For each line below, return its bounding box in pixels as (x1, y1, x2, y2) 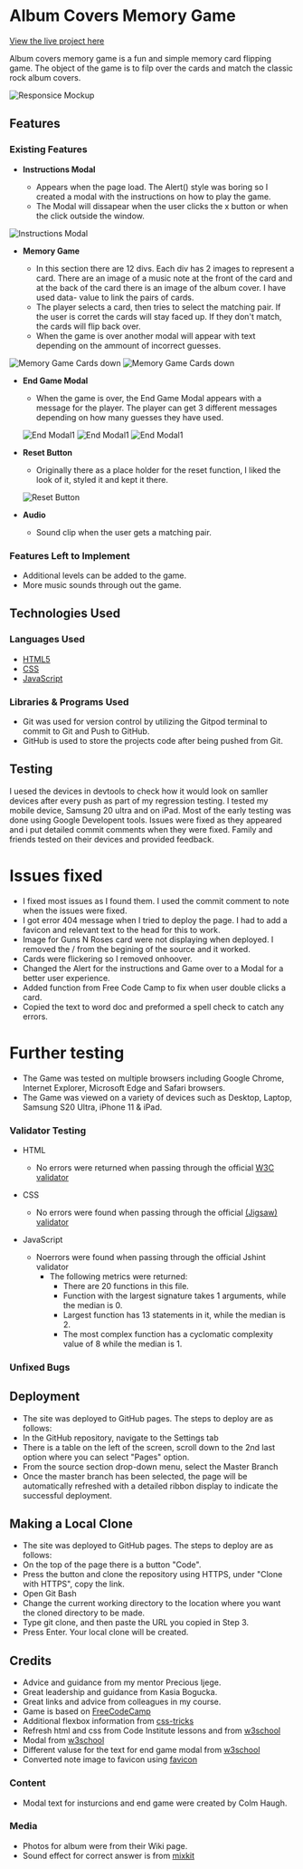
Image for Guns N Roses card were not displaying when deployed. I (22, 934, 274, 945)
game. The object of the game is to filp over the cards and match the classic (9, 63, 294, 73)
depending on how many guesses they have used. (35, 411, 224, 422)
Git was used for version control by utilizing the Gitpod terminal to (22, 716, 268, 727)
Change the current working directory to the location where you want (22, 1598, 281, 1609)
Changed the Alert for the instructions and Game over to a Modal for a (22, 962, 284, 974)
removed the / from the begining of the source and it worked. (22, 943, 251, 954)
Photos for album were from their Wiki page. (22, 1840, 188, 1851)
